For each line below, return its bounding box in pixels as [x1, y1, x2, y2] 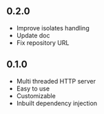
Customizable [16, 91, 56, 99]
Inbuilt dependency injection [16, 99, 98, 107]
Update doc [16, 31, 50, 39]
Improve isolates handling [16, 23, 90, 32]
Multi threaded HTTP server [16, 77, 96, 85]
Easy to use [16, 84, 50, 93]
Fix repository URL [16, 38, 70, 47]
